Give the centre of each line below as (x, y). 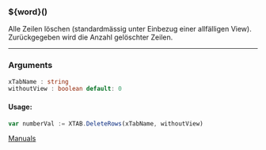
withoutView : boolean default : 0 (65, 89)
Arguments (30, 66)
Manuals (22, 139)
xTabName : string (38, 81)
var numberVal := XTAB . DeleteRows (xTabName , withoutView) (106, 124)
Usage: (21, 107)
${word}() (28, 12)
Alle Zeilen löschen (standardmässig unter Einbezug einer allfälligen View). (130, 29)
